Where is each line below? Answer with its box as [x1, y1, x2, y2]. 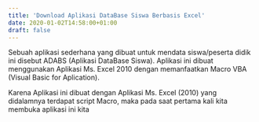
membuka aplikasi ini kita [8, 105, 90, 114]
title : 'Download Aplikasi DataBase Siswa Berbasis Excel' [8, 11, 206, 20]
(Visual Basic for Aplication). [8, 72, 100, 83]
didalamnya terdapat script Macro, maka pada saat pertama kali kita [8, 96, 228, 106]
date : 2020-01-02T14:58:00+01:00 [8, 19, 118, 27]
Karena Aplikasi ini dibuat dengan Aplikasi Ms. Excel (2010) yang [8, 88, 217, 98]
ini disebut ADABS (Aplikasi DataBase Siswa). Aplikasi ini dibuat [8, 56, 213, 65]
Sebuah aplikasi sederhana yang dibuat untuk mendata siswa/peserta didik [8, 48, 251, 57]
